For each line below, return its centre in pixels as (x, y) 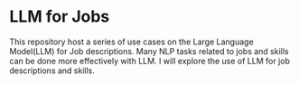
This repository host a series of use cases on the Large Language (132, 42)
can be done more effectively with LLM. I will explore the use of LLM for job (150, 61)
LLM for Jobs (60, 17)
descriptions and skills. (52, 71)
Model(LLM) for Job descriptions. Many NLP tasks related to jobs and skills (149, 51)
